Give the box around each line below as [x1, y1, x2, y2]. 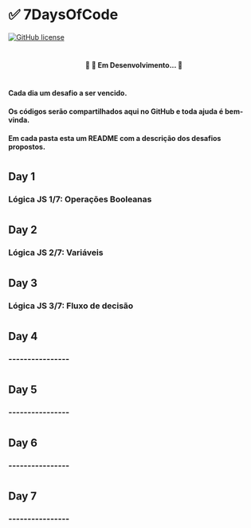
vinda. [8, 115, 30, 124]
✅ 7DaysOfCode [8, 6, 119, 24]
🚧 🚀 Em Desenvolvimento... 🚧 [84, 61, 183, 70]
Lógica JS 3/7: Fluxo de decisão [8, 300, 134, 311]
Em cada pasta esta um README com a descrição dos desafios [8, 133, 222, 143]
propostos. [8, 142, 46, 151]
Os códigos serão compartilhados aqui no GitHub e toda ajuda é [8, 106, 224, 116]
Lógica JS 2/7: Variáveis [8, 247, 104, 258]
